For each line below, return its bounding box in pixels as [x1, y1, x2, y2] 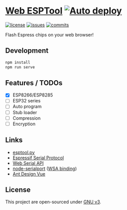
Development [5, 46, 49, 55]
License [5, 185, 31, 194]
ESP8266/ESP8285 [12, 92, 53, 98]
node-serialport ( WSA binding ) [12, 165, 77, 171]
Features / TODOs [5, 79, 63, 87]
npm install [5, 60, 30, 65]
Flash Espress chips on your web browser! [5, 31, 94, 38]
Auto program [12, 103, 42, 110]
